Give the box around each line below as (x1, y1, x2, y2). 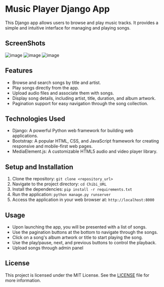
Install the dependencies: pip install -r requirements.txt (12, 186, 132, 192)
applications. (12, 133, 38, 139)
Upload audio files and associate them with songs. (12, 90, 114, 96)
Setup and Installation (5, 163, 73, 171)
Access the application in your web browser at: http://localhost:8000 (12, 197, 155, 202)
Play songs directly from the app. (12, 85, 79, 90)
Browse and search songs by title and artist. (12, 80, 101, 86)
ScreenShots (5, 39, 46, 48)
